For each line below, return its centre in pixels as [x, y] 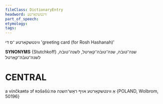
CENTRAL [26, 78]
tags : [11, 28]
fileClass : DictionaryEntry [34, 10]
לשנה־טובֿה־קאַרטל [23, 57]
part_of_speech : [22, 19]
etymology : [16, 24]
